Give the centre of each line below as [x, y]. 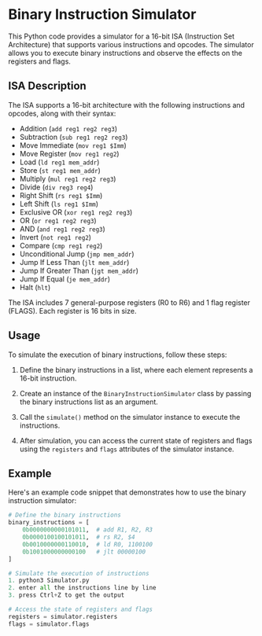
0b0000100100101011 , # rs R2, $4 [79, 537]
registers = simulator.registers [63, 616]
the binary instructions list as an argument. [89, 402]
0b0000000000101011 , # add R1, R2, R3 [88, 530]
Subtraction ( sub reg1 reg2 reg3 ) [74, 137]
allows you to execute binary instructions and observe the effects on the [125, 53]
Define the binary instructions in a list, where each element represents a [136, 369]
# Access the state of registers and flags [81, 609]
